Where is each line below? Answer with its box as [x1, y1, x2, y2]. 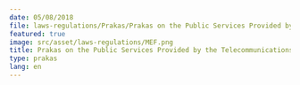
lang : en [9, 63, 42, 72]
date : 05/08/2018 [9, 12, 74, 22]
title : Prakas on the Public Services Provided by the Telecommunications [9, 46, 294, 55]
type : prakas [9, 54, 58, 63]
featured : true [9, 29, 66, 38]
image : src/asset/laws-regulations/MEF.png [9, 37, 174, 47]
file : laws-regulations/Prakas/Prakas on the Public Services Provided [9, 21, 281, 30]
